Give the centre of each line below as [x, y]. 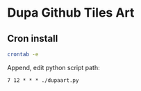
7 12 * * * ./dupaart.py [43, 80]
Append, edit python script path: [53, 67]
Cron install [33, 39]
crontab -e [23, 54]
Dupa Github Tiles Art [71, 13]
